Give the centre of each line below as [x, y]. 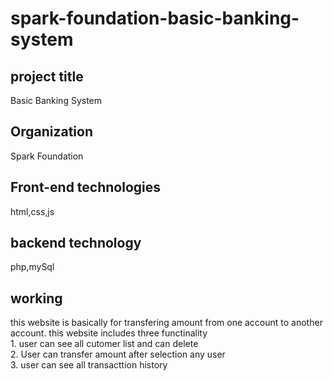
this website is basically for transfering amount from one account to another [166, 323]
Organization [51, 132]
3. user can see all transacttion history [89, 365]
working [36, 298]
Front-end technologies [86, 187]
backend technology [76, 243]
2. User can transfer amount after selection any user [118, 354]
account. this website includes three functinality [109, 333]
